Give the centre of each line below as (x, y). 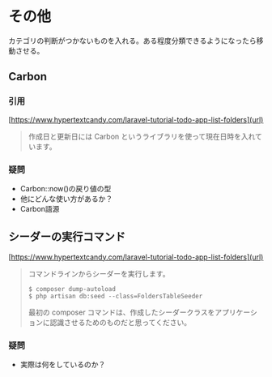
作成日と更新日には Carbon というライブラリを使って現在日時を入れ (142, 136)
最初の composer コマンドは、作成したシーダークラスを (121, 312)
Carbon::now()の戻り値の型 (66, 188)
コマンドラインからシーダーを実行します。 (99, 273)
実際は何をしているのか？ (63, 365)
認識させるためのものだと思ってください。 (121, 322)
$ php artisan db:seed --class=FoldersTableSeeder (115, 296)
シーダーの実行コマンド (67, 237)
